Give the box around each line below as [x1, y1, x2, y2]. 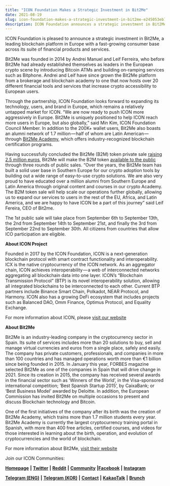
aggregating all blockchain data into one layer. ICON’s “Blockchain [5, 272, 143, 279]
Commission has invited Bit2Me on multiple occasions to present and [5, 394, 149, 400]
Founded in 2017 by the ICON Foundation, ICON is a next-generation [5, 251, 148, 257]
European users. [5, 88, 39, 94]
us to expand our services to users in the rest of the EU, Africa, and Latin [5, 194, 157, 200]
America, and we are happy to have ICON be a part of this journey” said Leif [5, 200, 163, 206]
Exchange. [5, 305, 27, 311]
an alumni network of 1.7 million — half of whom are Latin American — [5, 130, 149, 137]
